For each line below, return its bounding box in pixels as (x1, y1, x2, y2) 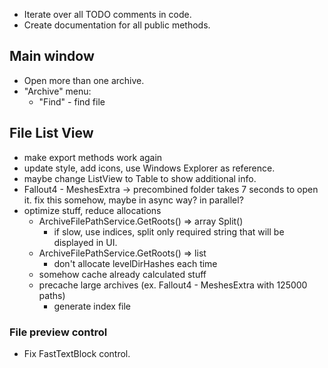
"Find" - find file (38, 95, 106, 108)
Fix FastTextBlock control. (23, 347, 131, 359)
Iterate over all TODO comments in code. (23, 9, 192, 20)
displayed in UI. (53, 236, 118, 248)
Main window (9, 48, 95, 65)
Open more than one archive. (23, 74, 145, 86)
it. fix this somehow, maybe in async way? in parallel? (23, 194, 244, 206)
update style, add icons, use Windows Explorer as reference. (23, 162, 276, 174)
